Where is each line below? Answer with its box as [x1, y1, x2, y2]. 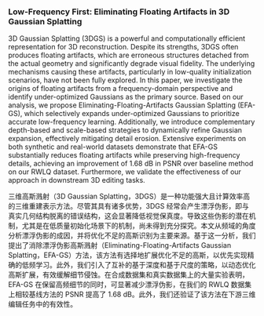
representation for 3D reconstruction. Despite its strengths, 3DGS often [8, 42, 239, 52]
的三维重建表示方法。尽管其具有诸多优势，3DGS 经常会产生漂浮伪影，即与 [8, 202, 250, 211]
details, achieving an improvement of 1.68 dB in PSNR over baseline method [8, 159, 254, 169]
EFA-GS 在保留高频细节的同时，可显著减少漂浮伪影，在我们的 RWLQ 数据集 [8, 280, 252, 289]
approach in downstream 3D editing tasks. [8, 176, 145, 185]
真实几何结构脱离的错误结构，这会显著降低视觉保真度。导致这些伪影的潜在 [8, 211, 249, 221]
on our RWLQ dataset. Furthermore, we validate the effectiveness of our [8, 167, 242, 176]
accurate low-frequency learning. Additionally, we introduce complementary [8, 117, 255, 127]
